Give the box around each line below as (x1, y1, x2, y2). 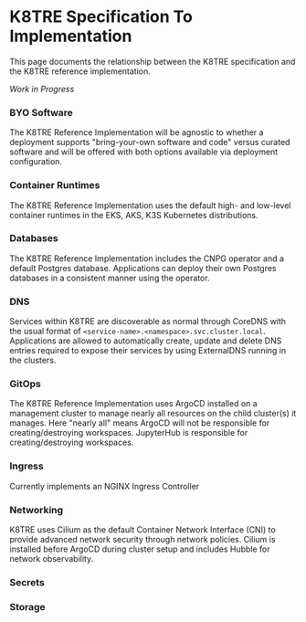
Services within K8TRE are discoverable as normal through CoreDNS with (9, 316, 286, 327)
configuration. (9, 156, 62, 167)
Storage (9, 600, 46, 613)
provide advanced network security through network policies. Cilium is (9, 534, 276, 545)
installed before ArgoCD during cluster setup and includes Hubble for (9, 543, 271, 554)
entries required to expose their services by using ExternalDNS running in (9, 345, 286, 356)
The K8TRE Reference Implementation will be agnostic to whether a (9, 127, 264, 138)
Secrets (9, 575, 46, 588)
